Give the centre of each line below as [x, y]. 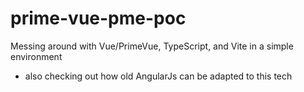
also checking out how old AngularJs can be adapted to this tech [158, 76]
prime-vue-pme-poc [98, 18]
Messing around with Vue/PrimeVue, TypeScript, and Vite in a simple [152, 46]
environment [36, 56]
